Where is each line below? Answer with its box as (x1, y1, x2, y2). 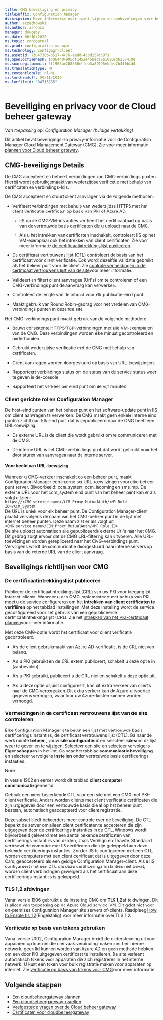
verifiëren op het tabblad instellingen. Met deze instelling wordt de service (5, 604, 154, 610)
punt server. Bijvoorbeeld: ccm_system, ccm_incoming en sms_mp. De (5, 484, 147, 490)
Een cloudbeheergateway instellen (12, 999, 81, 1005)
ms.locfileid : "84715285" (5, 79, 57, 84)
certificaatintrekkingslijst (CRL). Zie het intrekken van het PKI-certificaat (5, 615, 149, 620)
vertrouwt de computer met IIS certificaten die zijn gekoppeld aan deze (5, 843, 147, 848)
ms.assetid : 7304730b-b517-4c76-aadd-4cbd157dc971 (5, 52, 110, 58)
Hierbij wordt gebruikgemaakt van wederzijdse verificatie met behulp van (5, 179, 152, 185)
